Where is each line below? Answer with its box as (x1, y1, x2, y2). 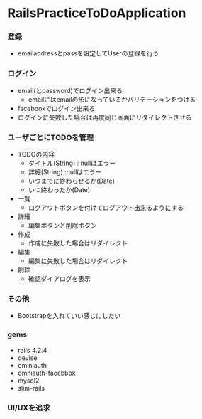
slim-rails (17, 383, 45, 392)
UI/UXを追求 (7, 403, 51, 413)
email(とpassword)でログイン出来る (17, 86, 123, 95)
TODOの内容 (17, 150, 55, 159)
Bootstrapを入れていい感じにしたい (17, 312, 121, 320)
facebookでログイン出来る (17, 104, 96, 112)
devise (17, 354, 38, 362)
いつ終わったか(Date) (28, 186, 91, 194)
